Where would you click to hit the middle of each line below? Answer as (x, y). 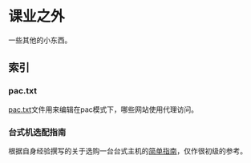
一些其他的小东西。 (40, 40)
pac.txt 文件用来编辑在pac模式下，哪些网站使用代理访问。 (103, 109)
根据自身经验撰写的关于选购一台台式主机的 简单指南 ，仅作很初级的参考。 (128, 151)
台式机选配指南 (37, 132)
